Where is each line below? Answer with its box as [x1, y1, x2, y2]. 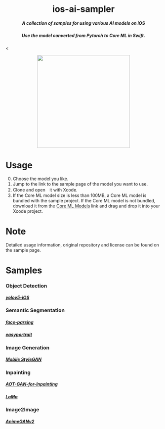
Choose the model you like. [12, 176, 69, 182]
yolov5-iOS [5, 294, 30, 300]
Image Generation [5, 344, 50, 351]
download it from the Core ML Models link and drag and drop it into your [12, 203, 160, 209]
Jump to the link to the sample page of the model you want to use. [12, 181, 148, 187]
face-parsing [5, 319, 34, 325]
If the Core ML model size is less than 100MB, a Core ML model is [12, 192, 147, 198]
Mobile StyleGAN [5, 356, 41, 362]
